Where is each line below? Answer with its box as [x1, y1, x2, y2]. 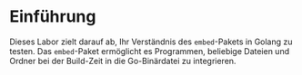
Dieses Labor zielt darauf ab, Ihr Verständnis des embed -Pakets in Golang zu [9, 36, 293, 47]
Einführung [9, 6, 96, 27]
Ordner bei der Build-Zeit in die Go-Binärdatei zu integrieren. [9, 55, 237, 66]
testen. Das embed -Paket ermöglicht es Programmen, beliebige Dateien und [9, 45, 289, 56]
